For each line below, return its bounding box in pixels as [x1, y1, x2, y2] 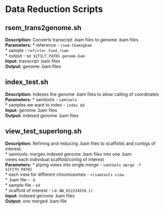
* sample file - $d [5, 182, 40, 188]
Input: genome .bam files [5, 107, 57, 113]
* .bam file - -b [5, 176, 36, 182]
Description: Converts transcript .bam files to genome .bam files [5, 37, 138, 43]
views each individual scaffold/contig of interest [5, 156, 104, 162]
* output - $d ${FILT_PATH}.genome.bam [5, 53, 85, 59]
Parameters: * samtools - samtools [5, 96, 77, 102]
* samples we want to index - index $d [5, 102, 85, 108]
